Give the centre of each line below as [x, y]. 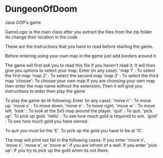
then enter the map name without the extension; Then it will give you [74, 86]
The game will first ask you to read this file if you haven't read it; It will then [80, 65]
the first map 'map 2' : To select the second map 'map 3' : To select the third [82, 75]
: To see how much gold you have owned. [47, 121]
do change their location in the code [41, 37]
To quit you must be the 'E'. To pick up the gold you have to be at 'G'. [74, 130]
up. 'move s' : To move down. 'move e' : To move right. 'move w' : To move [80, 105]
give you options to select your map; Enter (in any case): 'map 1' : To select [80, 70]
